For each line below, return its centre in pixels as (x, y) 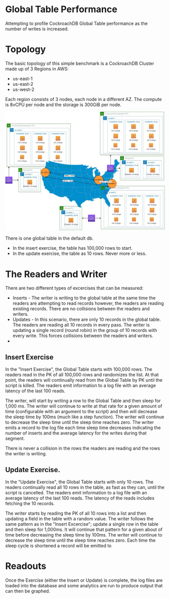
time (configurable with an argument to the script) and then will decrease (81, 412)
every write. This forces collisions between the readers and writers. (83, 336)
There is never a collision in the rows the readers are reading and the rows (83, 448)
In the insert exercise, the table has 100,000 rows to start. (73, 248)
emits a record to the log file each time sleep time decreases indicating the (83, 428)
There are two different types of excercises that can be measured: (74, 288)
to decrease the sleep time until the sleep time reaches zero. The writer (80, 422)
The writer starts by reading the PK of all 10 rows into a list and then (76, 513)
